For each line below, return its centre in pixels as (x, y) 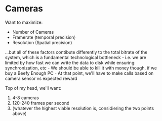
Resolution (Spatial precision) (42, 42)
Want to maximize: (24, 22)
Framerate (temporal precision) (44, 37)
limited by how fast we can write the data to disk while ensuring (70, 62)
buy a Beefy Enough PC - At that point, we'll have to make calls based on (80, 73)
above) (20, 113)
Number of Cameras (33, 32)
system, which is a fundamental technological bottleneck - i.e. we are (76, 57)
